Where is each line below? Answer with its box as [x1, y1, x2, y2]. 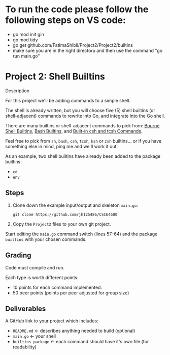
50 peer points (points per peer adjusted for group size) [12, 289, 129, 296]
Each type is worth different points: [5, 274, 79, 281]
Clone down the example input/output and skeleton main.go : [12, 202, 139, 208]
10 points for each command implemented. [12, 284, 103, 290]
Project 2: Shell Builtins [5, 71, 106, 83]
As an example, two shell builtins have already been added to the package [5, 153, 161, 159]
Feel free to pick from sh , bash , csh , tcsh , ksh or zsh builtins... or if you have [5, 138, 162, 144]
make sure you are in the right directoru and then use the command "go [12, 47, 163, 53]
